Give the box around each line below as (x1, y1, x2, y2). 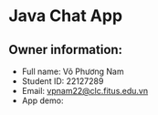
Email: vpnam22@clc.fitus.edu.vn (21, 86, 148, 96)
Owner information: (8, 42, 123, 57)
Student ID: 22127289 (21, 76, 104, 87)
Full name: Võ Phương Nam (21, 66, 124, 77)
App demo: (21, 95, 64, 106)
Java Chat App (8, 5, 123, 26)
